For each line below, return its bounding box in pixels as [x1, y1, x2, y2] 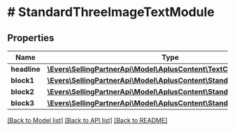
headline [10, 64, 41, 74]
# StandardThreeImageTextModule [7, 4, 215, 20]
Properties [7, 32, 55, 44]
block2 [10, 87, 35, 96]
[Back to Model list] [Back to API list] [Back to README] [7, 116, 168, 124]
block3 [10, 98, 35, 108]
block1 [10, 76, 35, 85]
